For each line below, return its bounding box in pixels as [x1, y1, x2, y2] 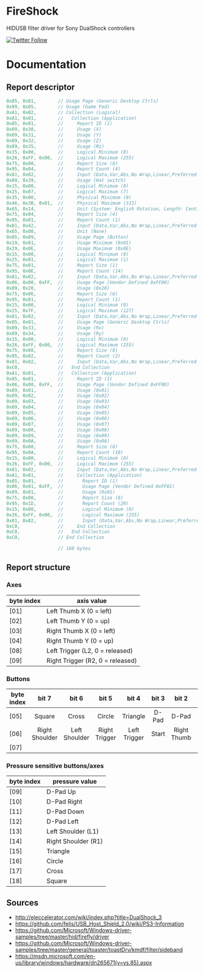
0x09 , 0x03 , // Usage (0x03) [6, 398, 110, 405]
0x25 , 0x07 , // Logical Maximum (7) [6, 188, 129, 195]
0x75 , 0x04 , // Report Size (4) [6, 212, 118, 218]
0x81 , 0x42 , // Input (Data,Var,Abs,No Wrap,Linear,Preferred [6, 223, 197, 229]
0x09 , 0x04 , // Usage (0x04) [6, 404, 110, 410]
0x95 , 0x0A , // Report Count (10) [6, 449, 123, 456]
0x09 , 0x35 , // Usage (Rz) [6, 143, 104, 149]
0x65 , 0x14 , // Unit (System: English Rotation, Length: [6, 205, 183, 212]
